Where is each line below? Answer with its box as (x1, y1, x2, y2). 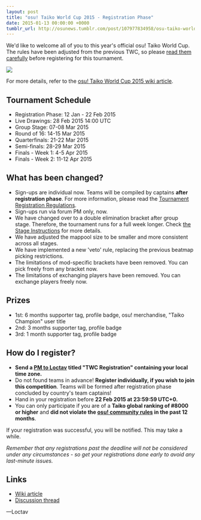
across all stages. (14, 239, 59, 247)
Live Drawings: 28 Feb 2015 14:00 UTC (14, 118, 111, 125)
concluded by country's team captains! (14, 389, 112, 396)
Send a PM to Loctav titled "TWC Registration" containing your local (14, 363, 188, 371)
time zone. (14, 370, 42, 377)
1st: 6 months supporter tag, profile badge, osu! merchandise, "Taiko (14, 311, 184, 318)
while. (6, 432, 21, 440)
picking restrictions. (14, 253, 64, 260)
